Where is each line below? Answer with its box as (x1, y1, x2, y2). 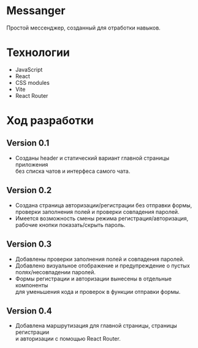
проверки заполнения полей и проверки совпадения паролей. (15, 208, 180, 215)
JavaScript (15, 66, 43, 73)
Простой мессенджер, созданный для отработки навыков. (6, 24, 161, 31)
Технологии (6, 45, 70, 60)
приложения (15, 160, 48, 168)
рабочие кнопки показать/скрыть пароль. (15, 221, 126, 228)
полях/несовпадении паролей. (15, 268, 96, 275)
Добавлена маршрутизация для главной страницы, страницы (15, 322, 178, 330)
